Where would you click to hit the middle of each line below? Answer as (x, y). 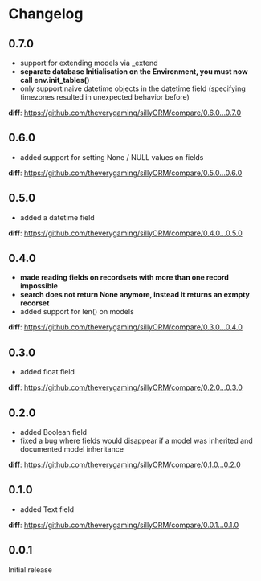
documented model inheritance (72, 449)
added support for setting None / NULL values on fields (112, 157)
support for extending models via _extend (89, 63)
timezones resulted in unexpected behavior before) (105, 97)
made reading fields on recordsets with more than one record (124, 277)
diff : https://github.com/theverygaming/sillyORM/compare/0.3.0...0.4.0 (126, 327)
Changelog (46, 14)
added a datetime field (57, 217)
